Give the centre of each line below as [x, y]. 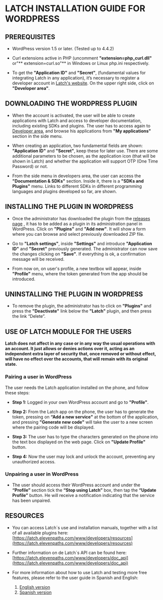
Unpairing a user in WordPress [42, 474]
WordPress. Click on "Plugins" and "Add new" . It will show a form [79, 229]
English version [35, 587]
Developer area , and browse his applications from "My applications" [81, 131]
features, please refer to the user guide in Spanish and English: [75, 578]
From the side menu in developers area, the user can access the [76, 176]
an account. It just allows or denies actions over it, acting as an [70, 349]
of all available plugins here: [40, 533]
